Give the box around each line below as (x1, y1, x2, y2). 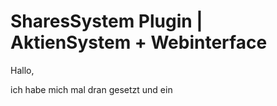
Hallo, (10, 64, 35, 76)
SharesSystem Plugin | (10, 10, 203, 33)
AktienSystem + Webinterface (10, 31, 268, 54)
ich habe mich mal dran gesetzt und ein (10, 83, 173, 95)
